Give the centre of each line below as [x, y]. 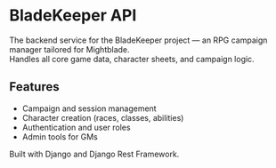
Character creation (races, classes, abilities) [103, 117]
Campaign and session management [89, 108]
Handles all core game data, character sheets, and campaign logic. [132, 59]
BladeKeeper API [73, 16]
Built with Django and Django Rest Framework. [94, 154]
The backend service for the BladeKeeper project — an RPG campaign [138, 40]
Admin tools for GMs [60, 136]
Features [34, 87]
